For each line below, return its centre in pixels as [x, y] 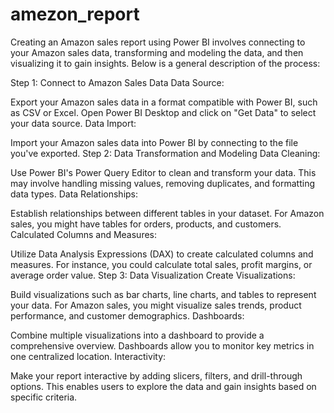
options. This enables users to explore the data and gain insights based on [163, 386]
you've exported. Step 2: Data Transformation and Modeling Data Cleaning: [165, 153]
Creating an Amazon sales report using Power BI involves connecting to [158, 42]
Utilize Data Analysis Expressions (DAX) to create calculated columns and [162, 254]
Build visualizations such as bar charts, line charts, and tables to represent [163, 294]
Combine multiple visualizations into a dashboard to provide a [137, 335]
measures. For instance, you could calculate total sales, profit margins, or [161, 264]
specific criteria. [44, 397]
